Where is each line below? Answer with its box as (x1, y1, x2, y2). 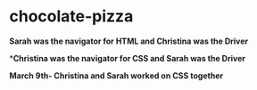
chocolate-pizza (9, 6, 134, 27)
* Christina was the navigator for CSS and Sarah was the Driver (9, 53, 245, 63)
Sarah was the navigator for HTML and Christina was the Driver (9, 36, 249, 46)
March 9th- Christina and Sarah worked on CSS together (9, 70, 224, 81)
